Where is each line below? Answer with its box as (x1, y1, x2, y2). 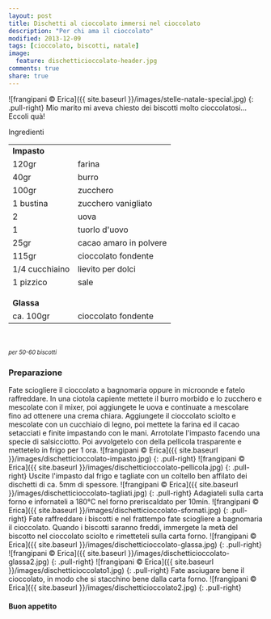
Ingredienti (8, 127, 44, 137)
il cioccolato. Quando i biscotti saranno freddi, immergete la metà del (8, 522, 239, 532)
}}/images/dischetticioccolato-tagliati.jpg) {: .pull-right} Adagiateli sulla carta (8, 488, 264, 498)
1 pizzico (12, 276, 48, 288)
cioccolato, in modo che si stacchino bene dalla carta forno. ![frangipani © (8, 574, 257, 583)
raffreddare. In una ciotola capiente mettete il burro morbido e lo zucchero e (8, 394, 262, 403)
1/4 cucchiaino (12, 263, 70, 275)
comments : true (8, 65, 60, 73)
